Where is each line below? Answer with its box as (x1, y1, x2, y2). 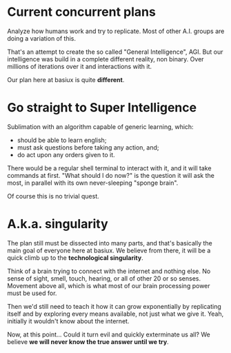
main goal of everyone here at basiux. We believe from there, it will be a (7, 246, 211, 254)
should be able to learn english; (17, 136, 107, 144)
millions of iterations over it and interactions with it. (7, 62, 152, 70)
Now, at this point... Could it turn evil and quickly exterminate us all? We (7, 330, 210, 339)
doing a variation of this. (7, 34, 77, 42)
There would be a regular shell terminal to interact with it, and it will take (7, 163, 212, 172)
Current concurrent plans (7, 4, 157, 20)
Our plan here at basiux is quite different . (7, 75, 125, 83)
